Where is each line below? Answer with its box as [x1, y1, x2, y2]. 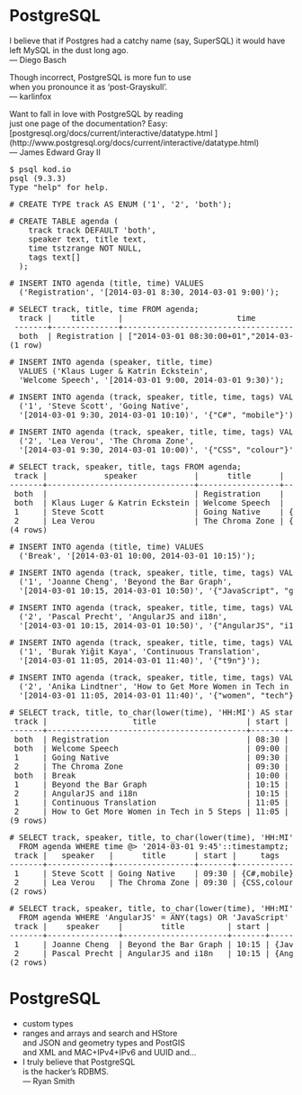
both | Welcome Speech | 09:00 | [13, 743, 289, 753]
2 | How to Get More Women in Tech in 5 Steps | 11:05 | [13, 806, 289, 817]
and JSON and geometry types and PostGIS [22, 1037, 186, 1048]
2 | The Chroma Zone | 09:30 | [13, 761, 289, 771]
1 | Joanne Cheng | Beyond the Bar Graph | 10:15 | [13, 939, 271, 949]
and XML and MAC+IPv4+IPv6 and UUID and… [22, 1046, 197, 1057]
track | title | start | [13, 716, 289, 726]
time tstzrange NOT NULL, [28, 242, 143, 253]
